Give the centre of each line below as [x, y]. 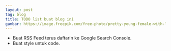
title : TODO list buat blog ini [39, 19]
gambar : [13, 24]
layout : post [19, 10]
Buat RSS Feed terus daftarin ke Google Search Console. [72, 38]
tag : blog [16, 14]
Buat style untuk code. [36, 43]
